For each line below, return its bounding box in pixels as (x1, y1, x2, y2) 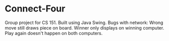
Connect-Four (5, 3, 65, 14)
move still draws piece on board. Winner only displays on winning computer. (5, 24, 164, 30)
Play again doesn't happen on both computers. (5, 30, 103, 36)
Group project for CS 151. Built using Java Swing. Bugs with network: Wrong (5, 19, 163, 25)
